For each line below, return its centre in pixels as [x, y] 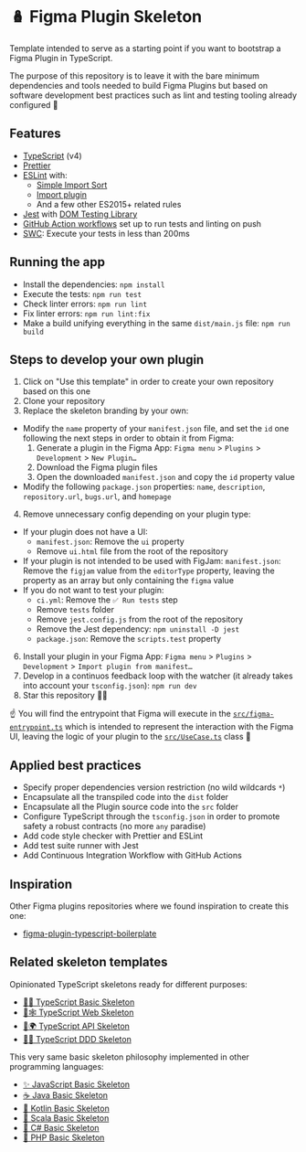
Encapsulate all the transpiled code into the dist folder [126, 797]
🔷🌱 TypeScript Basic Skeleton [79, 1002]
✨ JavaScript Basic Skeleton [76, 1084]
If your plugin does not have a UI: [85, 532]
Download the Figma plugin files [97, 467]
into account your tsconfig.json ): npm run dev [110, 686]
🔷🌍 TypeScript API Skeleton [76, 1026]
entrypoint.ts [37, 728]
